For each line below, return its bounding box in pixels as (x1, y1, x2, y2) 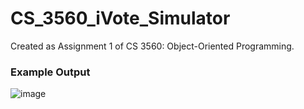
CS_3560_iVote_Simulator (10, 7, 231, 30)
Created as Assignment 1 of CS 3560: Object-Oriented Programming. (10, 40, 295, 52)
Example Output (10, 65, 91, 79)
